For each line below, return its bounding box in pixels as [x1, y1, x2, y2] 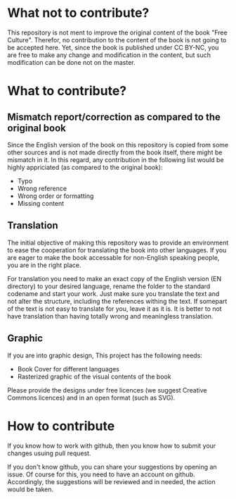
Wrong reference [17, 184, 67, 192]
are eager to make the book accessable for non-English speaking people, [7, 253, 220, 261]
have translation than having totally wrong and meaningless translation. [7, 312, 214, 320]
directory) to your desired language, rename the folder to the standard [7, 282, 211, 290]
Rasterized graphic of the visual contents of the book [17, 372, 171, 381]
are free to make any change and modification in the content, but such [7, 51, 211, 59]
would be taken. [7, 485, 54, 493]
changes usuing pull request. [7, 449, 91, 457]
